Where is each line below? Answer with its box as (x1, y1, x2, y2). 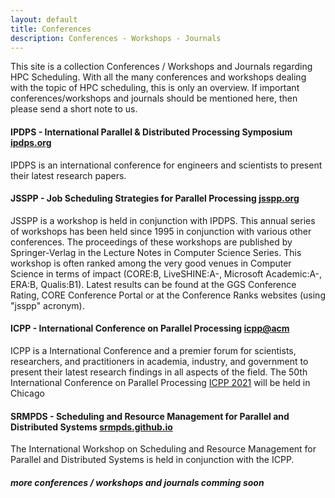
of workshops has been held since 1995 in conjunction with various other (10, 225, 312, 237)
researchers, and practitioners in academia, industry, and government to (10, 355, 309, 367)
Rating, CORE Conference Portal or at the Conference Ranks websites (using (10, 289, 326, 301)
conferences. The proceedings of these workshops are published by (10, 236, 293, 248)
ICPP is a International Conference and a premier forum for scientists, (10, 344, 297, 356)
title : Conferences (10, 24, 92, 34)
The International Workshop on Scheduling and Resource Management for (10, 443, 317, 455)
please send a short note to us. (10, 103, 138, 115)
